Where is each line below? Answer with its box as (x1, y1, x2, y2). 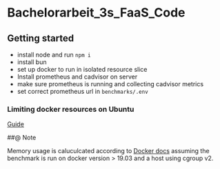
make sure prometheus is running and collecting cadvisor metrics (17, 80, 204, 88)
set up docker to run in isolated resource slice (17, 66, 148, 73)
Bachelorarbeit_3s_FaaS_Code (7, 5, 186, 21)
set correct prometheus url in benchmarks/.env (17, 88, 148, 95)
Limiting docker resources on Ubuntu (7, 104, 134, 114)
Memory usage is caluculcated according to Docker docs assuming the (7, 147, 210, 155)
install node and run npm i (17, 50, 91, 59)
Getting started (7, 32, 74, 44)
